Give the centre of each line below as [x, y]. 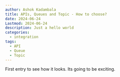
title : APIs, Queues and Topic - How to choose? [56, 14]
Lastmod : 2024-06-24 [26, 23]
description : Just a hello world [40, 28]
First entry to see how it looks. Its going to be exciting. [60, 69]
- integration [24, 37]
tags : [11, 42]
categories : [17, 32]
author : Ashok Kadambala [31, 10]
